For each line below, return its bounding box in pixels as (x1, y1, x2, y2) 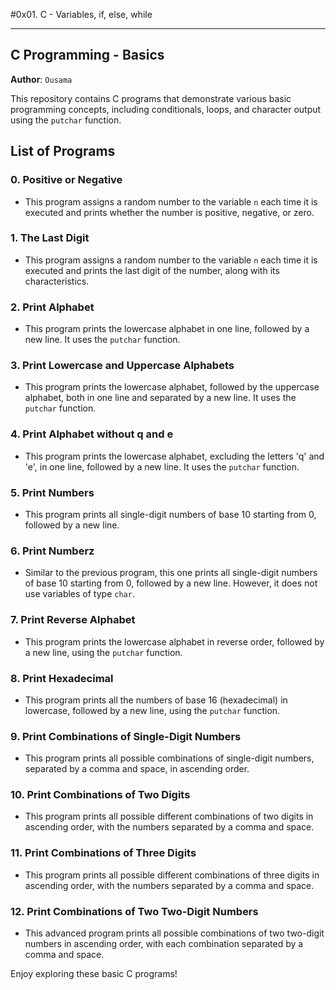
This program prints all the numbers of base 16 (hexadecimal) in (24, 694, 288, 706)
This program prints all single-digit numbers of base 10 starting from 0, (24, 508, 317, 520)
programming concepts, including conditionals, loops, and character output (10, 103, 322, 115)
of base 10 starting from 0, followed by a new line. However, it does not (24, 577, 318, 589)
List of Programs (10, 143, 116, 160)
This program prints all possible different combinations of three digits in (24, 869, 320, 881)
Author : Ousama (10, 73, 73, 85)
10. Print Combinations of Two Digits (10, 788, 191, 802)
